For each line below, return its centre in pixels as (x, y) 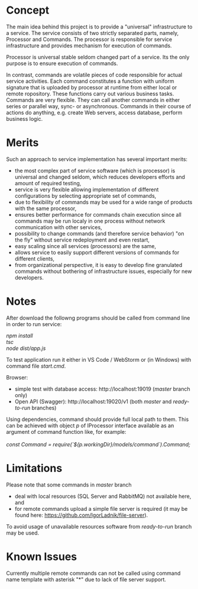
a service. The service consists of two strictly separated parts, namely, (92, 33)
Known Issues (42, 556)
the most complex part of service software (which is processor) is (95, 170)
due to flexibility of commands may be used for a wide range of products (103, 202)
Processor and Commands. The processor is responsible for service (89, 39)
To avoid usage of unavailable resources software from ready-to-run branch (99, 526)
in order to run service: (34, 324)
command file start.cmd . (36, 366)
